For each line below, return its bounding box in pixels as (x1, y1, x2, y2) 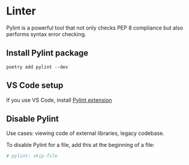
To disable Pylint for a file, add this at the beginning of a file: (6, 142, 155, 149)
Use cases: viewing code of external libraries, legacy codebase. (6, 129, 165, 137)
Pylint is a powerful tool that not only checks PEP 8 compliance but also (6, 24, 184, 31)
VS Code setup (6, 80, 64, 91)
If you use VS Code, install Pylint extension (6, 96, 112, 104)
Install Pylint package (6, 48, 89, 58)
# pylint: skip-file (6, 153, 58, 159)
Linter (6, 4, 36, 18)
